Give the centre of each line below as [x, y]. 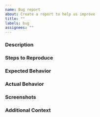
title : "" [15, 19]
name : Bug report [23, 10]
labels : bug [17, 23]
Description [19, 45]
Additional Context [28, 110]
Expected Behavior [28, 71]
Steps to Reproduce [29, 58]
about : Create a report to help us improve [50, 14]
